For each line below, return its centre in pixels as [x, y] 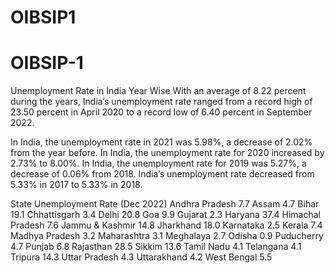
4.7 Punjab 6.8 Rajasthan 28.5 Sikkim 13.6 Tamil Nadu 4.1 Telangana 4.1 [156, 247]
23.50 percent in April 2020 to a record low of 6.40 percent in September [161, 112]
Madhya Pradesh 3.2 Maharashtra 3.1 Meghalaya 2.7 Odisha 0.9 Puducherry [167, 236]
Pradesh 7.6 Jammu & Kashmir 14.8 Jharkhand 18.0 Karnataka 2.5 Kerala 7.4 [166, 225]
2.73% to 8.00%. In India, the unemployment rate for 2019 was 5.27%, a [158, 163]
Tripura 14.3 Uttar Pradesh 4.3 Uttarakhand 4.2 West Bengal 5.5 [141, 257]
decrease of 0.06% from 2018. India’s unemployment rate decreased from [162, 174]
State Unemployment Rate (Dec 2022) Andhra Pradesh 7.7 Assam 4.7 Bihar [165, 204]
